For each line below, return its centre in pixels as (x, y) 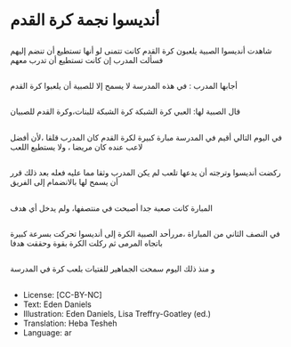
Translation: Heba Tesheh (70, 323)
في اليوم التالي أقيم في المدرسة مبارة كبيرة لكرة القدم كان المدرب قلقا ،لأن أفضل (146, 137)
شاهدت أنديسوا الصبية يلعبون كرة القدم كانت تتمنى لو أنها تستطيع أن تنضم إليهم (141, 51)
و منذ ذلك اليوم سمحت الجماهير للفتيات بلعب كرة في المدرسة (113, 269)
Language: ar (47, 332)
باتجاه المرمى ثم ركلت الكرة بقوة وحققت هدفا (86, 243)
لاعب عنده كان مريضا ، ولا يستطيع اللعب (77, 147)
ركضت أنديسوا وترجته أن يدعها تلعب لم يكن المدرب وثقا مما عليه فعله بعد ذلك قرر (145, 173)
